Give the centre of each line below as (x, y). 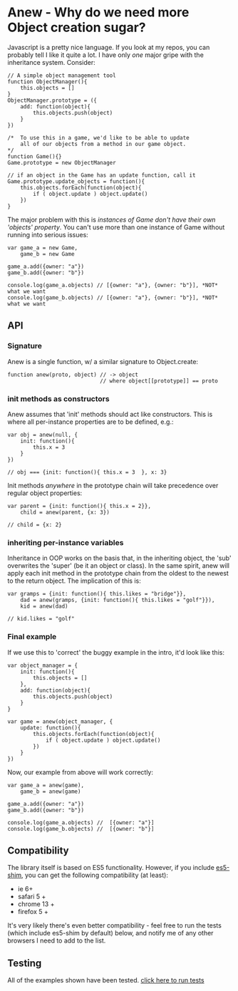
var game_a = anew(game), (46, 785)
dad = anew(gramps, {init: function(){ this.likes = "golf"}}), (118, 600)
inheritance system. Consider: (51, 62)
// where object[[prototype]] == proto (159, 381)
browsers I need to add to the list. (57, 940)
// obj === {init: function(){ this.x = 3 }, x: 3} (87, 472)
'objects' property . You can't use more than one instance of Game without (116, 227)
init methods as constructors (58, 398)
